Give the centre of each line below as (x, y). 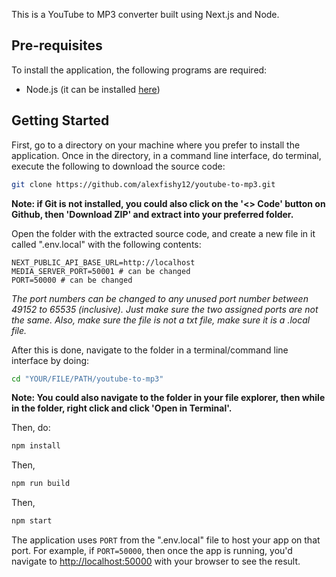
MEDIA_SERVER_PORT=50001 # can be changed (101, 271)
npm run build (41, 484)
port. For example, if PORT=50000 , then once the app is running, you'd (152, 550)
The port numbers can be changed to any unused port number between (160, 298)
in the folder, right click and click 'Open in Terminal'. (122, 408)
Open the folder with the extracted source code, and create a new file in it (163, 233)
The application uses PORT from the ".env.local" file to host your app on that (166, 540)
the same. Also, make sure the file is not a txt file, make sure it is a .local (161, 320)
